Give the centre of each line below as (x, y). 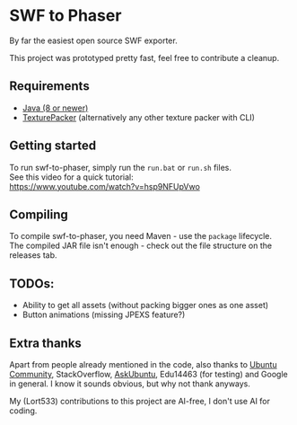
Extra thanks (46, 343)
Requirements (49, 86)
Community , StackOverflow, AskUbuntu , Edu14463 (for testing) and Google (149, 374)
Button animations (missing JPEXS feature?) (104, 314)
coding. (23, 411)
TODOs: (32, 283)
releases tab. (33, 255)
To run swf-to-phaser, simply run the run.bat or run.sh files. (120, 167)
